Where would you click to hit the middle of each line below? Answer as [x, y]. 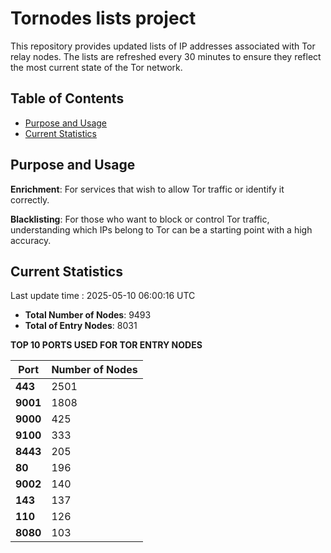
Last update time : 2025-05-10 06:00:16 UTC [103, 296]
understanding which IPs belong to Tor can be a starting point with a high [161, 229]
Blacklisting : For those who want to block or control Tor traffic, [140, 219]
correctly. [30, 199]
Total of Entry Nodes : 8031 [81, 326]
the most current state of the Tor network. [96, 67]
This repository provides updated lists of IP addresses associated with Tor [163, 46]
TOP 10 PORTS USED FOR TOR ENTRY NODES [106, 345]
